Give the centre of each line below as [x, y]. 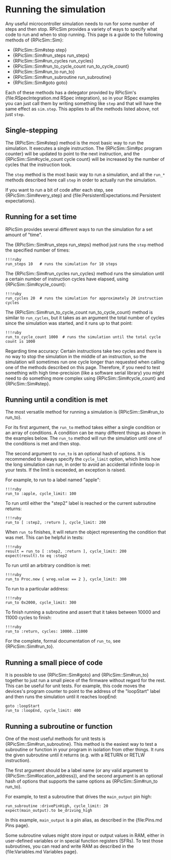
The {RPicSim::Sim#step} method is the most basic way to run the [75, 142]
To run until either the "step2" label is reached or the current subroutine [81, 503]
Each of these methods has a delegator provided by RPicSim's [71, 92]
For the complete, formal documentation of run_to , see [63, 641]
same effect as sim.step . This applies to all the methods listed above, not [82, 109]
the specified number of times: [38, 250]
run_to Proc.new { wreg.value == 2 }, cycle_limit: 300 [66, 579]
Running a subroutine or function [59, 726]
